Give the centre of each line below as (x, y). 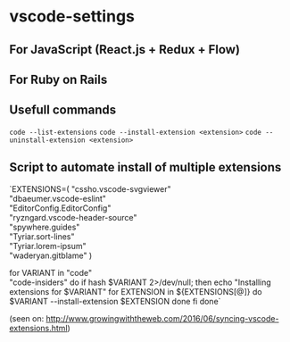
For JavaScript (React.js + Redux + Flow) (125, 50)
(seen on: (27, 318)
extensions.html (39, 328)
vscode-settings (72, 17)
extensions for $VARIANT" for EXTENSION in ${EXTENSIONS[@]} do (136, 291)
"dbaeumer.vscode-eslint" (58, 198)
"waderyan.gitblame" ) (51, 255)
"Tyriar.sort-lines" (42, 236)
